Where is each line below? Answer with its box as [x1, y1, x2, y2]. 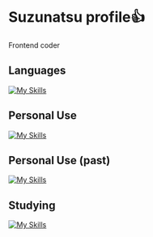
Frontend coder [8, 40, 61, 50]
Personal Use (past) [8, 153, 111, 167]
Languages [8, 64, 66, 78]
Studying [8, 198, 56, 212]
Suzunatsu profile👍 [8, 8, 146, 27]
